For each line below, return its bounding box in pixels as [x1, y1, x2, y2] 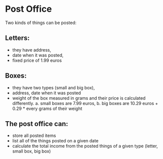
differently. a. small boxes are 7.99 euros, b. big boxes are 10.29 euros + [12, 100, 159, 106]
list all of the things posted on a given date [12, 138, 98, 144]
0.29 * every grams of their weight [12, 106, 82, 111]
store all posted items [12, 132, 56, 138]
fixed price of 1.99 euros [12, 57, 62, 63]
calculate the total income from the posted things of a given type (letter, [12, 143, 158, 149]
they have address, [12, 47, 51, 53]
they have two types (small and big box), [12, 84, 95, 90]
